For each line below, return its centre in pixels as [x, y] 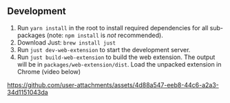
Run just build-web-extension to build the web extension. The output [116, 57]
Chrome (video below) [49, 71]
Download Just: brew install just [66, 42]
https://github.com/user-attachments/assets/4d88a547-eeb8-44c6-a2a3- [113, 84]
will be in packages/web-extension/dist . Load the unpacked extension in [119, 64]
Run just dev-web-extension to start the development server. [104, 49]
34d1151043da [28, 92]
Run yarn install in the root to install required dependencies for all [113, 27]
